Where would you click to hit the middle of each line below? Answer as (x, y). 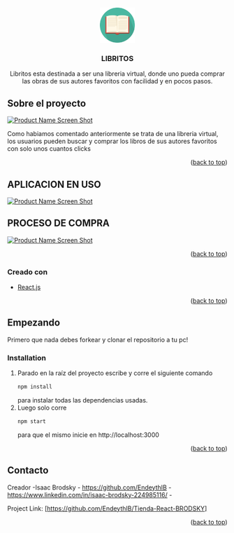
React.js (29, 288)
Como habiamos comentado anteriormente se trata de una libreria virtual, (113, 134)
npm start (32, 421)
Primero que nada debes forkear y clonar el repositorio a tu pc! (98, 339)
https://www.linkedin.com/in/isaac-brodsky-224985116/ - (90, 494)
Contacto (28, 470)
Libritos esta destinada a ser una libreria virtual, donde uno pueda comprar (117, 74)
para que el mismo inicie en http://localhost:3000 (88, 435)
